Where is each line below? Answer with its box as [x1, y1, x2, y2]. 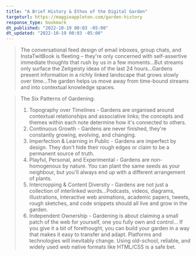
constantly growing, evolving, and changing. [29, 131, 136, 138]
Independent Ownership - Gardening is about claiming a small [29, 212, 178, 220]
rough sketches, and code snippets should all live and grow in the [29, 200, 187, 207]
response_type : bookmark [6, 19, 67, 25]
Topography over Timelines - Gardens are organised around [29, 107, 174, 114]
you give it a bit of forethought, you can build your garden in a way [29, 225, 190, 232]
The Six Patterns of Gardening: [20, 95, 95, 103]
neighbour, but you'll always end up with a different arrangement [29, 169, 185, 176]
